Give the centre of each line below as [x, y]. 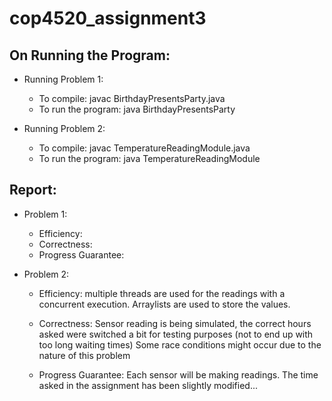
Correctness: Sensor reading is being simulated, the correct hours [175, 323]
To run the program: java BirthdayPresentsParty [137, 109]
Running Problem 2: [64, 128]
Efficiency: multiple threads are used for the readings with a [162, 293]
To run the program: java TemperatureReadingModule [149, 158]
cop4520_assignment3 [108, 18]
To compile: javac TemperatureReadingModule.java [144, 148]
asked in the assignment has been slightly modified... [148, 385]
